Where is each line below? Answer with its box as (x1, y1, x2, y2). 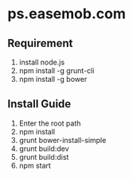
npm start (18, 161, 51, 170)
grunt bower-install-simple (18, 135, 107, 145)
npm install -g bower (18, 75, 88, 83)
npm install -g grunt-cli (18, 66, 95, 75)
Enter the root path (18, 118, 81, 128)
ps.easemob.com (7, 5, 127, 23)
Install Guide (7, 97, 72, 111)
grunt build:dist (18, 152, 69, 161)
